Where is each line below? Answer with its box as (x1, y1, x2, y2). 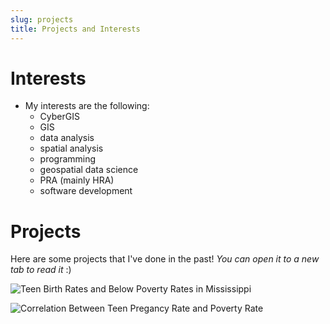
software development (39, 185, 133, 197)
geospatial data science (39, 164, 139, 176)
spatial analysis (39, 142, 104, 155)
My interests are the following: (24, 100, 150, 112)
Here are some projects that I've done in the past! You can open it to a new (10, 253, 320, 265)
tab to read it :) (10, 264, 72, 276)
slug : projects (10, 14, 74, 25)
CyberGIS (39, 111, 80, 123)
